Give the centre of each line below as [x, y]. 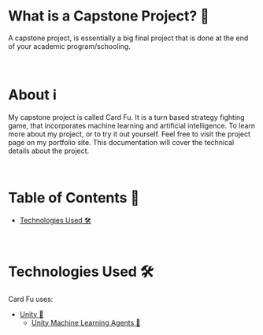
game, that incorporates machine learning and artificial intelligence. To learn [132, 125]
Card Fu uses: [31, 299]
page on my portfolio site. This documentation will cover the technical [121, 142]
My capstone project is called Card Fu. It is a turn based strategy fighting [127, 117]
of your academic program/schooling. [70, 46]
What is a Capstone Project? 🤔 [109, 16]
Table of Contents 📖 [74, 198]
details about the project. [49, 151]
